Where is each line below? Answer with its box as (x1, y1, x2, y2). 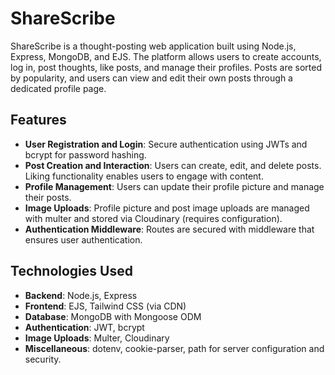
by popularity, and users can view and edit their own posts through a (10, 72, 293, 84)
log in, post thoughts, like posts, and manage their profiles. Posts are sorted (10, 61, 322, 73)
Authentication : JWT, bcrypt (24, 321, 145, 333)
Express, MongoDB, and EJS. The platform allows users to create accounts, (10, 50, 322, 62)
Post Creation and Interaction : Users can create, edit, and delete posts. (24, 159, 322, 171)
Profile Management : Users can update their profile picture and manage (24, 180, 325, 192)
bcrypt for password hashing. (24, 148, 147, 161)
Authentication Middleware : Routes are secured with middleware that (24, 223, 315, 235)
